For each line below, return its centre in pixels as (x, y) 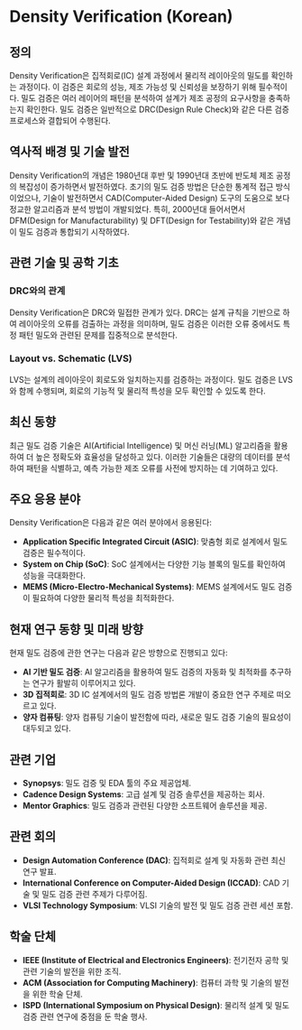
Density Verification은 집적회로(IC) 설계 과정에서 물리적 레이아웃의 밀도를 (139, 75)
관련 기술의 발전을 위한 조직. (72, 971)
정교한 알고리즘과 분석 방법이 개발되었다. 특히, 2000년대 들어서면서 (128, 209)
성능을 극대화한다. (54, 576)
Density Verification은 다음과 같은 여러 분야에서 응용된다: (110, 523)
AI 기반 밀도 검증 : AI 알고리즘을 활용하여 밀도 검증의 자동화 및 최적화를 (145, 672)
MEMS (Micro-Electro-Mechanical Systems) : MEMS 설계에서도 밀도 (149, 587)
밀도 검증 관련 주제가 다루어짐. (95, 894)
